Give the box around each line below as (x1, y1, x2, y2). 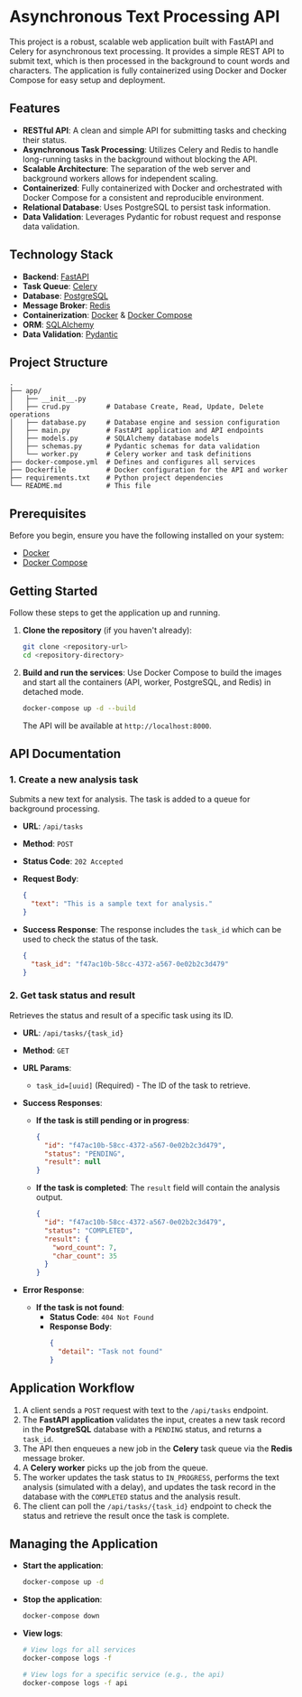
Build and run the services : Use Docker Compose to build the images (22, 667, 282, 678)
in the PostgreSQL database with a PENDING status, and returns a (22, 1423, 262, 1434)
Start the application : (22, 1561, 104, 1571)
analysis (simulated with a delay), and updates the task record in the (22, 1481, 277, 1492)
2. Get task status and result (9, 989, 135, 1002)
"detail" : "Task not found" (57, 1347, 163, 1356)
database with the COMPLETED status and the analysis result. (22, 1491, 241, 1502)
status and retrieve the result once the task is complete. (22, 1510, 230, 1521)
